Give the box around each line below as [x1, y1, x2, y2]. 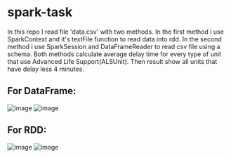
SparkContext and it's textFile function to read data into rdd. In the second [7, 34, 223, 43]
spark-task [7, 4, 72, 20]
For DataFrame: [7, 85, 77, 97]
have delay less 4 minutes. [7, 65, 84, 73]
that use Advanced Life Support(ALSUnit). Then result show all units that [7, 57, 218, 65]
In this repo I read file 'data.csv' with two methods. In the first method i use [7, 27, 225, 36]
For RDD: [7, 124, 47, 136]
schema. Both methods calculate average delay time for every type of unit [7, 50, 222, 58]
